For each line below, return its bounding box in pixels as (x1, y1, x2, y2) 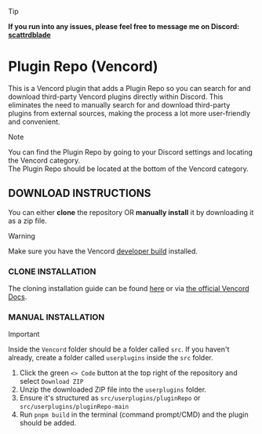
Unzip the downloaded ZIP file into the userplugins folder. (19, 385, 206, 395)
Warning (8, 231, 35, 240)
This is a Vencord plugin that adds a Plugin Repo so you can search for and (8, 83, 251, 93)
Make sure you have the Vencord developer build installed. (8, 246, 198, 256)
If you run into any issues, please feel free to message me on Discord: (8, 22, 240, 31)
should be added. (19, 418, 77, 428)
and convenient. (8, 117, 60, 126)
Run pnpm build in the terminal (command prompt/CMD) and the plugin (19, 410, 249, 419)
